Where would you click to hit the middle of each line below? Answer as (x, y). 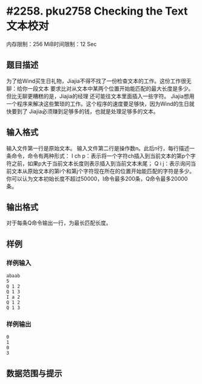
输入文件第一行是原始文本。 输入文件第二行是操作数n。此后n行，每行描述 (98, 148)
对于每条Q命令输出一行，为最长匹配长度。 (59, 223)
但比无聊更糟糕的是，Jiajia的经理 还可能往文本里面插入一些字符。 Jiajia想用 (100, 96)
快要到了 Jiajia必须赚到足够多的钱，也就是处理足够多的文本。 (82, 111)
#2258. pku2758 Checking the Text (97, 11)
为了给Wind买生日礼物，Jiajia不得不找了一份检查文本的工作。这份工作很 (96, 81)
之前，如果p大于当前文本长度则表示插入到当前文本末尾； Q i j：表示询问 (101, 163)
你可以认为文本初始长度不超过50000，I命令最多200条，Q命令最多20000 (97, 178)
